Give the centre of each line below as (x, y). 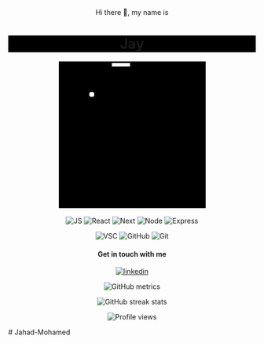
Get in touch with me (132, 254)
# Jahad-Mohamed (39, 332)
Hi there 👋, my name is (132, 12)
